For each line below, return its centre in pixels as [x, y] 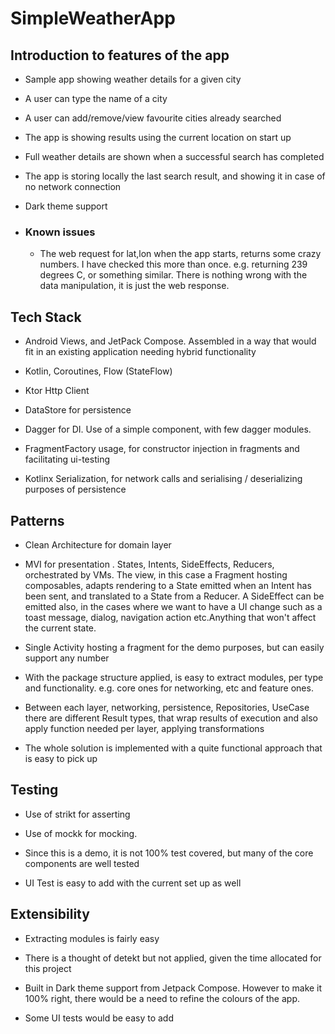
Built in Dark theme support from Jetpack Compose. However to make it [173, 988]
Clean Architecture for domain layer [98, 544]
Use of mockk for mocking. [81, 833]
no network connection [73, 186]
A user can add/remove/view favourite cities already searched [153, 118]
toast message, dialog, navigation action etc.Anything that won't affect [170, 617]
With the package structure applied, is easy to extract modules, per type [174, 677]
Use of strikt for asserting [77, 814]
